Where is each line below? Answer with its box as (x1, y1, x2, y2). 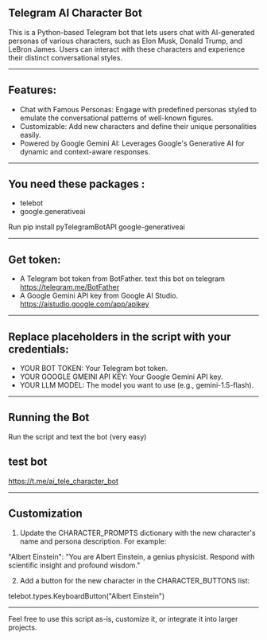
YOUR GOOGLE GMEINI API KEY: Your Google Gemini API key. (19, 372, 224, 381)
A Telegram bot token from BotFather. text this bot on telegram (19, 274, 225, 283)
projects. (8, 622, 37, 632)
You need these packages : (8, 178, 145, 191)
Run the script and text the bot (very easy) (8, 431, 147, 441)
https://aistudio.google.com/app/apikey (19, 299, 149, 309)
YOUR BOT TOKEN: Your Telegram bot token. (19, 364, 168, 373)
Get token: (8, 252, 61, 266)
